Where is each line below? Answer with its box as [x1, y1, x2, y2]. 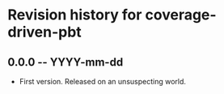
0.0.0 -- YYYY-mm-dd [7, 55, 124, 69]
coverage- [145, 6, 217, 24]
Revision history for [7, 6, 142, 24]
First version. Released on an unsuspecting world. [19, 77, 187, 86]
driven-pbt [7, 23, 82, 41]
